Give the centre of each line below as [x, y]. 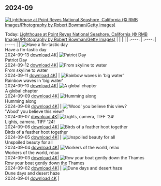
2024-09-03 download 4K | [32, 157]
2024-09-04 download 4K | [32, 147]
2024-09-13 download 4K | [32, 55]
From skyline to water [27, 70]
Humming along [21, 101]
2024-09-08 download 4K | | [33, 106]
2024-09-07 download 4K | [32, 116]
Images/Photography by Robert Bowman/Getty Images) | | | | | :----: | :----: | [81, 39]
